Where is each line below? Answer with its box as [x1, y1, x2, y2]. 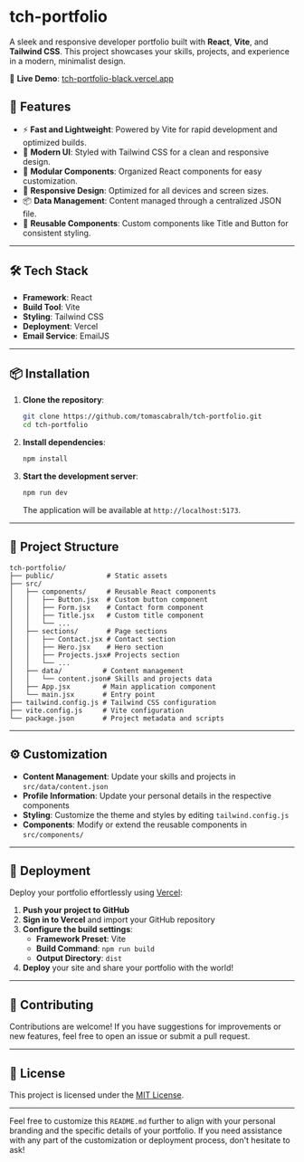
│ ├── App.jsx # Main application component [9, 681, 217, 691]
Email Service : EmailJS [22, 330, 110, 341]
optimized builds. [22, 137, 88, 148]
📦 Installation [9, 366, 90, 381]
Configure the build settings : [22, 924, 133, 935]
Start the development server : [22, 471, 138, 481]
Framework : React [22, 291, 93, 302]
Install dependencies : [22, 437, 106, 448]
